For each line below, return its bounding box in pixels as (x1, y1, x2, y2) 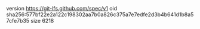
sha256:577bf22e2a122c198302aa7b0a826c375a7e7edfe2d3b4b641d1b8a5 (6, 11, 194, 18)
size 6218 (30, 17, 54, 24)
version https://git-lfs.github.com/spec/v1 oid (6, 5, 118, 12)
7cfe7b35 (6, 17, 30, 24)
